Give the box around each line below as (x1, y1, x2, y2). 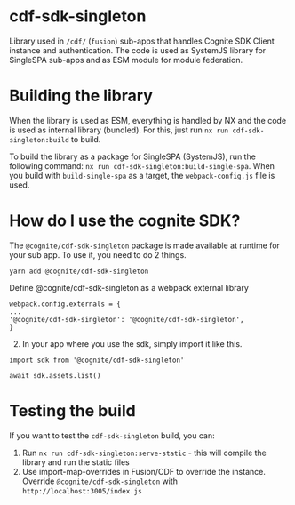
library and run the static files (21, 456, 131, 468)
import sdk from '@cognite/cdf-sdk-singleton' (9, 356, 185, 365)
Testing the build (9, 401, 136, 421)
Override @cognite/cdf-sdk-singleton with (21, 476, 179, 486)
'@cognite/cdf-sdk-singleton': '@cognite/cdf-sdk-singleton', (9, 315, 244, 324)
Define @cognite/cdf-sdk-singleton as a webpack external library (9, 282, 249, 293)
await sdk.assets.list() (9, 371, 101, 380)
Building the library (9, 86, 153, 106)
